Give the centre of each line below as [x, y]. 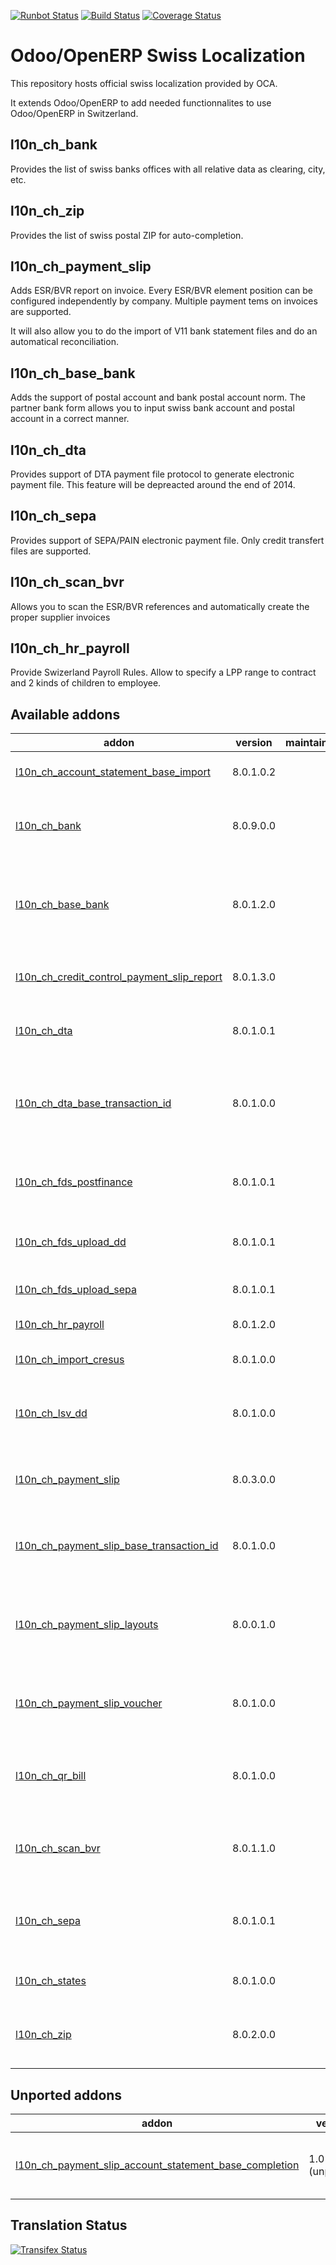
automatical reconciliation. [64, 342]
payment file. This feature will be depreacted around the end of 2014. [153, 484]
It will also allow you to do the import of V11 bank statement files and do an [164, 331]
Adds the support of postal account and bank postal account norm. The [158, 397]
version [254, 743]
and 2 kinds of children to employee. [86, 683]
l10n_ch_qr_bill [51, 1776]
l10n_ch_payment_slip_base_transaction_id [117, 1546]
